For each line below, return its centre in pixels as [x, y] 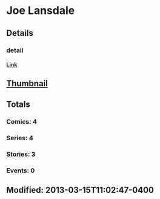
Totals [18, 104]
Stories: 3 [21, 154]
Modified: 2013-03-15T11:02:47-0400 [80, 190]
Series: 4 [20, 138]
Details [20, 33]
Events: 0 [21, 170]
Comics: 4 [22, 121]
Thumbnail [27, 83]
